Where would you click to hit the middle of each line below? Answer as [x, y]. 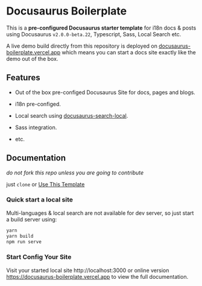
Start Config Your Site [39, 257]
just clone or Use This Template [46, 184]
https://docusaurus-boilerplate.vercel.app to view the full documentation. [97, 276]
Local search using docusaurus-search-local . [71, 115]
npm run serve [24, 242]
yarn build [20, 236]
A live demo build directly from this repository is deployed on [82, 46]
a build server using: [32, 219]
